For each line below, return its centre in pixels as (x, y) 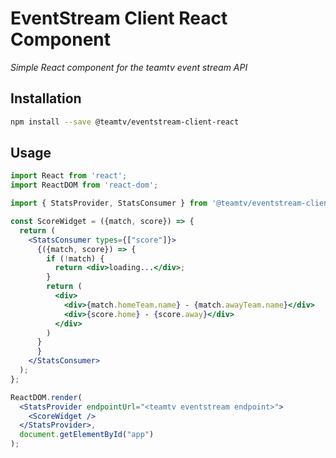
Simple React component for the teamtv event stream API (129, 67)
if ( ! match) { (75, 258)
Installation (46, 98)
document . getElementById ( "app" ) (87, 435)
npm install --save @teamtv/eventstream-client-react (125, 122)
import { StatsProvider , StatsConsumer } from (109, 203)
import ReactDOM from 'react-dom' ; (84, 185)
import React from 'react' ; (69, 176)
